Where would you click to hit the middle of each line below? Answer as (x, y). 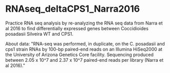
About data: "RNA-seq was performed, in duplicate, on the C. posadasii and (85, 43)
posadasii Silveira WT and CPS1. (39, 34)
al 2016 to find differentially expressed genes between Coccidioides (77, 28)
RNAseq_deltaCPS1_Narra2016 (72, 9)
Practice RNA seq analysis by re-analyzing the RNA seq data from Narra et (84, 23)
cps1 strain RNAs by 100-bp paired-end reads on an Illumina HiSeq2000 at (84, 49)
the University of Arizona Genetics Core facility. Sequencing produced (79, 55)
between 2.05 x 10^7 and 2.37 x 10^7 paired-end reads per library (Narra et (84, 60)
